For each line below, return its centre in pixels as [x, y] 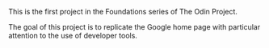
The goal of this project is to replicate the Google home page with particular [134, 27]
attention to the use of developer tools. [73, 36]
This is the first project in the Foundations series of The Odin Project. [123, 12]
